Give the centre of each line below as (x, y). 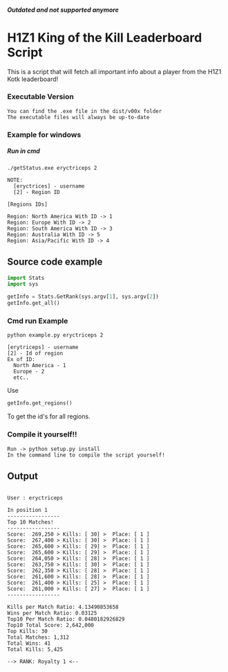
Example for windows (44, 134)
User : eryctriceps (35, 498)
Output (22, 476)
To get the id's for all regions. (49, 416)
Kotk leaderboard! (33, 79)
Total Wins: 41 (29, 644)
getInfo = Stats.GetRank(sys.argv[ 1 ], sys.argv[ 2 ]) (83, 297)
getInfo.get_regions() (40, 403)
